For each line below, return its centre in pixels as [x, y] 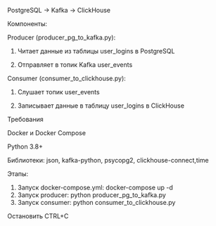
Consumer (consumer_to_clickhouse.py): [67, 78]
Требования [25, 119]
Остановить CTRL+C [38, 216]
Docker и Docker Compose [47, 133]
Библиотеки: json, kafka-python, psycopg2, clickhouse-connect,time [108, 160]
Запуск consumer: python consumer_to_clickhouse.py [96, 202]
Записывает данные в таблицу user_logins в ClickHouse [101, 106]
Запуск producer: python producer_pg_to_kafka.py [92, 195]
